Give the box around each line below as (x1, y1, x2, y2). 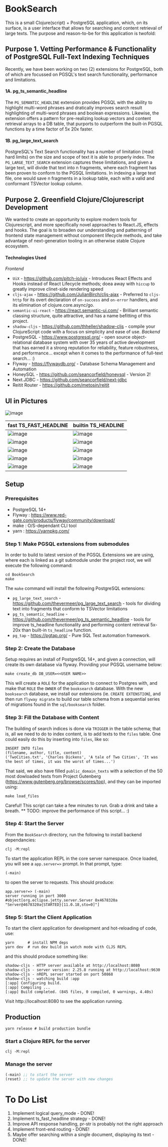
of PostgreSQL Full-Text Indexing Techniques (5, 53, 149, 61)
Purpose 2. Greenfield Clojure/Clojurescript (5, 195, 144, 204)
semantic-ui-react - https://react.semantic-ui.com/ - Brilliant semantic (12, 307, 158, 314)
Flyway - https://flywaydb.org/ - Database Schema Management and (12, 361, 155, 367)
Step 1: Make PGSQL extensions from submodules (5, 540, 129, 547)
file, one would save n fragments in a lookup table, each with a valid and (5, 175, 154, 181)
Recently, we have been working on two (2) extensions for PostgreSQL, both (5, 66, 163, 72)
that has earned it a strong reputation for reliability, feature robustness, (12, 345, 159, 351)
